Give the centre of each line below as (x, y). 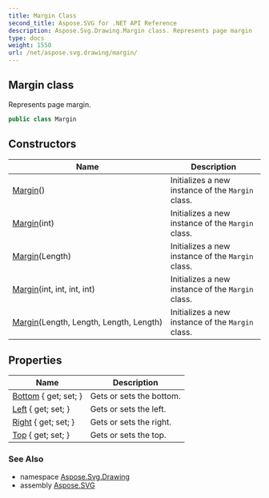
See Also (26, 459)
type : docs (26, 38)
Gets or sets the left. (128, 409)
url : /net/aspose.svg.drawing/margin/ (73, 53)
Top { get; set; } (41, 435)
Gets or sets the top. (128, 435)
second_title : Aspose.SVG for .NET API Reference (93, 23)
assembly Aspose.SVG (57, 485)
